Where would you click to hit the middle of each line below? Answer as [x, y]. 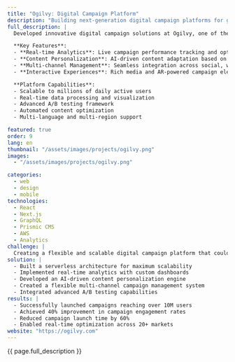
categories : [24, 175]
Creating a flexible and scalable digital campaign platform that [112, 253]
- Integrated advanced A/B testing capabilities [86, 292]
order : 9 [20, 136]
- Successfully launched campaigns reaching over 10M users [103, 305]
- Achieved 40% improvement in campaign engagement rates [100, 312]
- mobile [26, 194]
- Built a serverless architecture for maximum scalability [103, 266]
